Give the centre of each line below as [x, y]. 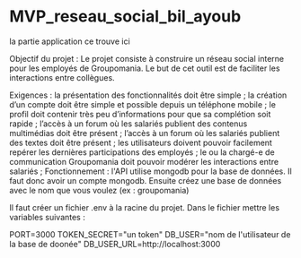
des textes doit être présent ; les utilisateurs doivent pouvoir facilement [141, 142]
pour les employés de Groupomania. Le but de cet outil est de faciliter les [145, 68]
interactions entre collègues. [62, 77]
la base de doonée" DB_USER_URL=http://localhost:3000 [115, 244]
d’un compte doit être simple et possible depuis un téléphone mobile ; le [143, 104]
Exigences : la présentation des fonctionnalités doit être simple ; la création [148, 95]
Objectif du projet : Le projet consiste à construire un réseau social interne [147, 58]
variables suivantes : [47, 217]
